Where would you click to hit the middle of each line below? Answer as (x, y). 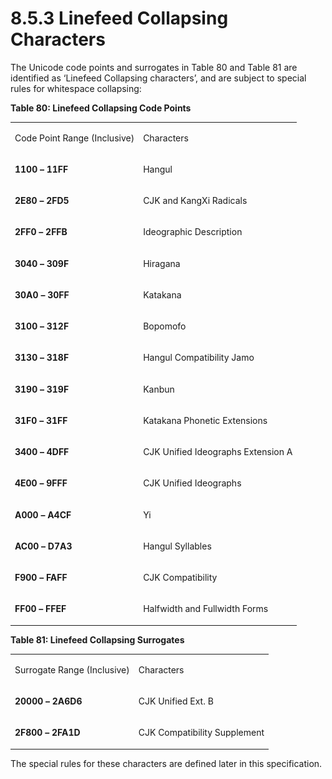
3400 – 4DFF (42, 452)
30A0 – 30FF (42, 294)
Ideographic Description (193, 232)
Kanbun (159, 389)
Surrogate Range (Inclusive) (72, 669)
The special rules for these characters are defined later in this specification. (166, 763)
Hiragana (162, 263)
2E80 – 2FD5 (42, 201)
